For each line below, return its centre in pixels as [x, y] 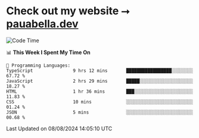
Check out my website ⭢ [68, 11]
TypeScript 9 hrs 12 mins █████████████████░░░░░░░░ [100, 70]
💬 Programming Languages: [38, 65]
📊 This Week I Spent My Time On [48, 52]
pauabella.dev [42, 24]
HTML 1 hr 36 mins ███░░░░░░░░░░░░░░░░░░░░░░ [100, 91]
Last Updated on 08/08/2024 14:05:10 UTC [59, 128]
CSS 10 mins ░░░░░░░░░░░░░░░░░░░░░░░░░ [100, 102]
